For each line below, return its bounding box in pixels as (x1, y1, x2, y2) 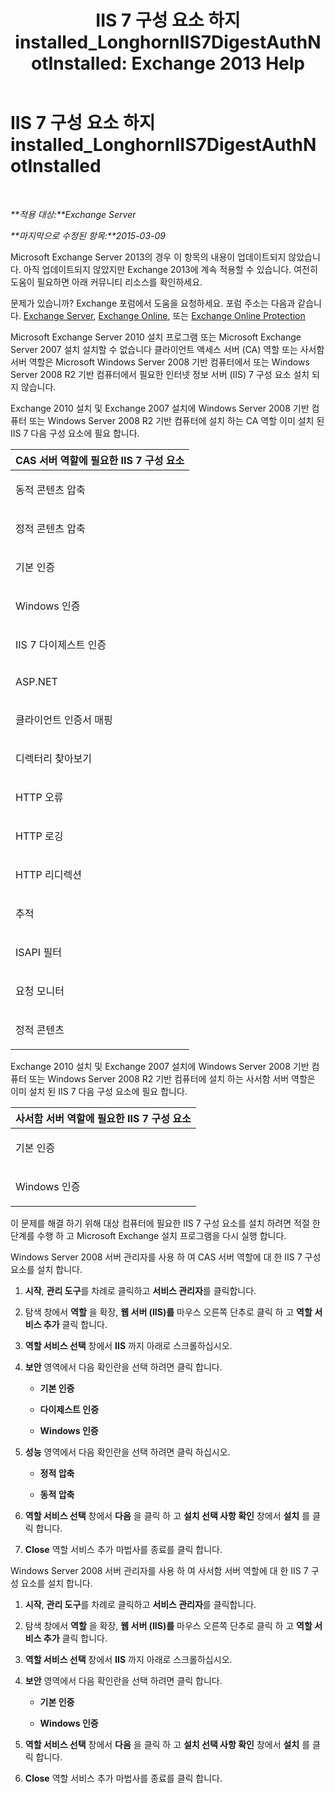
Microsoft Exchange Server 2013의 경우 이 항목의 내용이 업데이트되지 (10, 251, 287, 263)
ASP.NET (15, 674, 58, 688)
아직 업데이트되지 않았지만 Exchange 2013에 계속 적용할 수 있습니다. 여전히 (23, 263, 318, 275)
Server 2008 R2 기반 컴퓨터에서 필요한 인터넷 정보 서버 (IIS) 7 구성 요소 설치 (10, 368, 310, 380)
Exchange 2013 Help (131, 52, 306, 75)
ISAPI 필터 (15, 945, 62, 959)
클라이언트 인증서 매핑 (15, 712, 113, 726)
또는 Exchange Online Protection (172, 309, 306, 321)
